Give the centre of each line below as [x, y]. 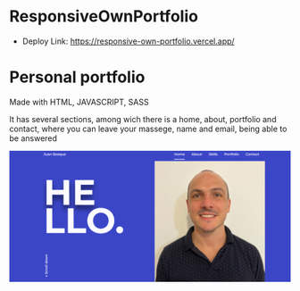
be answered [33, 138]
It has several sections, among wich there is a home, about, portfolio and [143, 119]
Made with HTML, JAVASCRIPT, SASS [79, 102]
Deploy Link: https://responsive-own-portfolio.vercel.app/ [128, 41]
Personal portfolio [77, 77]
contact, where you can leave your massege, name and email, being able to [148, 129]
